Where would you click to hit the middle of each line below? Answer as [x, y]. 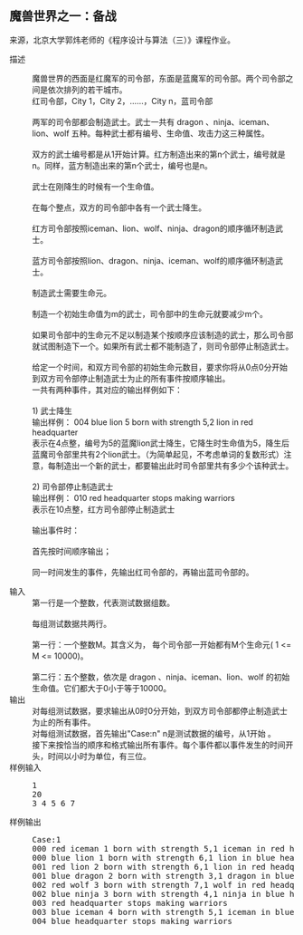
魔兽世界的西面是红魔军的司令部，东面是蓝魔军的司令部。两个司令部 [159, 78]
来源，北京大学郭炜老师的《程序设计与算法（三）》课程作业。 [122, 40]
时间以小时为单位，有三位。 [99, 756]
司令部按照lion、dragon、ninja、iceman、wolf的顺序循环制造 [161, 260]
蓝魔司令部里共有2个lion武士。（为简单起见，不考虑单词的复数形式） [158, 454]
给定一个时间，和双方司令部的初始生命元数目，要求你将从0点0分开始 [160, 367]
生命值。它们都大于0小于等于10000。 [102, 688]
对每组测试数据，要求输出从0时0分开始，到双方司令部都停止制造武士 [160, 710]
